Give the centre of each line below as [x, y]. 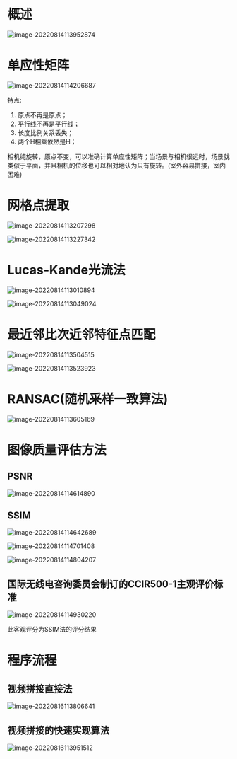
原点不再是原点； [42, 115]
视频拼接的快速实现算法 [58, 730]
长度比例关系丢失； [45, 132]
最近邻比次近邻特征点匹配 [82, 334]
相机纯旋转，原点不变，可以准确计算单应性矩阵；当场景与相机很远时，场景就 [119, 156]
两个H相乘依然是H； [47, 141]
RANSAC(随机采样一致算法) [88, 399]
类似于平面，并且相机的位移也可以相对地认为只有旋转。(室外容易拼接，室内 [117, 165]
